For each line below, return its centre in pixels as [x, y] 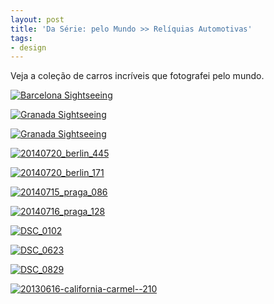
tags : [21, 38]
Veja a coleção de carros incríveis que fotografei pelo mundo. [137, 76]
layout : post [37, 19]
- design [28, 47]
